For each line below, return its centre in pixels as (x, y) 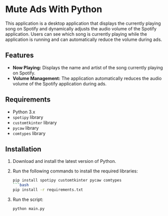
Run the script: (28, 199)
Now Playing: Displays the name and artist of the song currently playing (88, 67)
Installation (23, 149)
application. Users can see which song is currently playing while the (76, 34)
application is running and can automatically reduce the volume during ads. (84, 39)
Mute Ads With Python (54, 9)
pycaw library (26, 128)
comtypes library (29, 133)
